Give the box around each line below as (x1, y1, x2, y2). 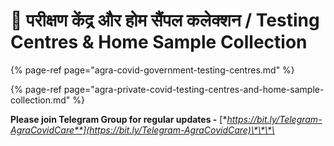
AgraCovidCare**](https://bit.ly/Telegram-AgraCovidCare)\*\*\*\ (10, 124, 275, 136)
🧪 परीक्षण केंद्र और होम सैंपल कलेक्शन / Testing (10, 9, 320, 32)
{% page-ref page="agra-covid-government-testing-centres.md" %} (10, 64, 295, 76)
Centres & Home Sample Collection (10, 31, 308, 54)
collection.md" (10, 94, 71, 106)
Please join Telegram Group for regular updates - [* (10, 113, 228, 125)
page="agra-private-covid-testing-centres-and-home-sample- (63, 83, 325, 95)
